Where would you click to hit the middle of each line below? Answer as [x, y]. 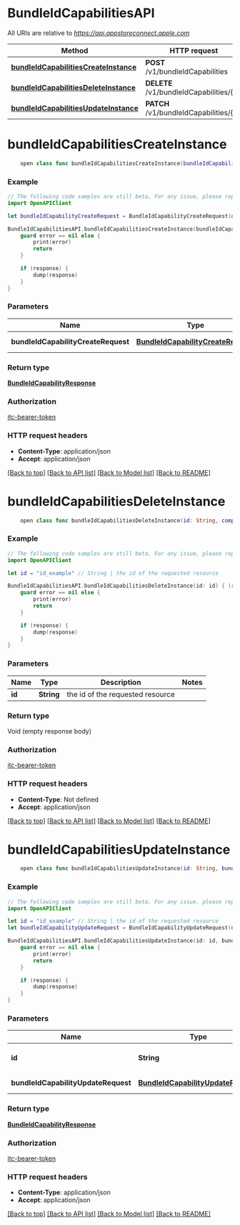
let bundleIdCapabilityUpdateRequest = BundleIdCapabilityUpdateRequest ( [120, 928]
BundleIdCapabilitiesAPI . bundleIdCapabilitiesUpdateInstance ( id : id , [113, 941]
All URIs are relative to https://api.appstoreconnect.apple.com [99, 33]
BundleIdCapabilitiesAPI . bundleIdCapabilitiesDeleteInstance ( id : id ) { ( [120, 586]
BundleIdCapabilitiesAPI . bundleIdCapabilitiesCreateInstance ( [102, 229]
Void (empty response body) [49, 731]
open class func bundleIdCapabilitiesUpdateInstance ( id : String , [120, 869]
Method [75, 50]
